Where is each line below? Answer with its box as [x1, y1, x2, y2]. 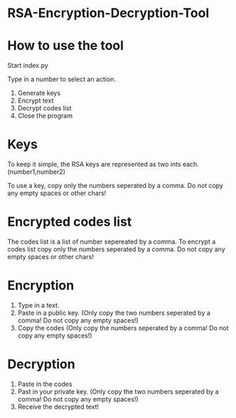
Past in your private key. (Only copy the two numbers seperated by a [17, 387, 219, 396]
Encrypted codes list [7, 214, 132, 230]
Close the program [17, 112, 73, 120]
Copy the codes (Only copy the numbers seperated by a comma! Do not [17, 323, 229, 332]
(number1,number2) [7, 167, 66, 176]
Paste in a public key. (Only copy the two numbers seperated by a [17, 308, 211, 317]
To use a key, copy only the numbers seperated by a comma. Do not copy [7, 182, 224, 190]
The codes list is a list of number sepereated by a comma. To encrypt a [7, 237, 216, 246]
